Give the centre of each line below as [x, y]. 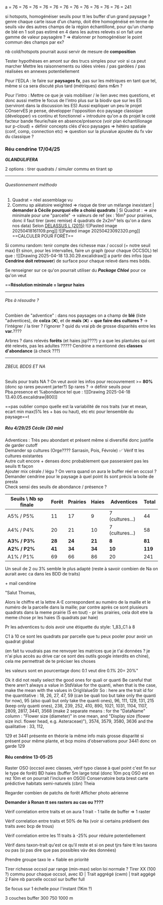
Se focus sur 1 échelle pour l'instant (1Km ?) [49, 889]
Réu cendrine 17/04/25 [33, 149]
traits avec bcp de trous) [30, 826]
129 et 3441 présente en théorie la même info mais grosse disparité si [74, 736]
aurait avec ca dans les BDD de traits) [43, 574]
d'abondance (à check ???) [33, 351]
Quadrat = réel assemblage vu [42, 200]
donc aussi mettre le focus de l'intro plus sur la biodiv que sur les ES [73, 100]
